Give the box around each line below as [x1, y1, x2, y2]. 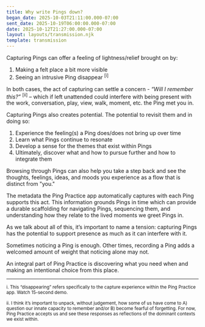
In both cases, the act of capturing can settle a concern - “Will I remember [6, 85, 193, 92]
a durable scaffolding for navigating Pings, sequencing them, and [6, 205, 171, 213]
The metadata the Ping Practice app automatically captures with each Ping [6, 192, 194, 199]
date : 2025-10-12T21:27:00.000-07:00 [6, 26, 103, 32]
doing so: [6, 117, 30, 125]
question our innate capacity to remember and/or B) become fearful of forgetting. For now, [6, 306, 196, 312]
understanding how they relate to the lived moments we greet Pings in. [6, 211, 184, 219]
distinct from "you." [6, 180, 56, 188]
